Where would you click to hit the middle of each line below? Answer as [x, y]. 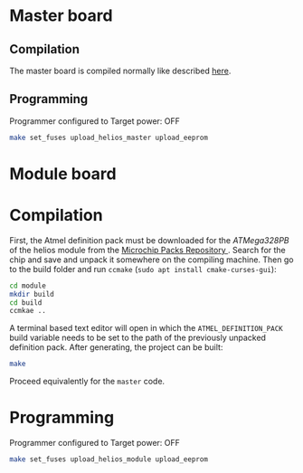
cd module [28, 286]
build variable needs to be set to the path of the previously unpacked [138, 338]
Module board [63, 174]
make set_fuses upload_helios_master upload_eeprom [109, 137]
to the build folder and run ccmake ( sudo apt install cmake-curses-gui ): [143, 269]
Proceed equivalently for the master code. [87, 382]
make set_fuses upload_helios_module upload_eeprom [109, 459]
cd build [26, 303]
